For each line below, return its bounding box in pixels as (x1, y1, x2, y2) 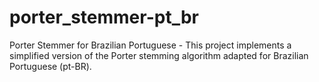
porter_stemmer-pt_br (9, 6, 199, 29)
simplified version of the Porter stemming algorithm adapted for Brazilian (9, 49, 309, 61)
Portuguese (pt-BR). (9, 60, 92, 72)
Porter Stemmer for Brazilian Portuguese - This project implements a (9, 39, 292, 51)
